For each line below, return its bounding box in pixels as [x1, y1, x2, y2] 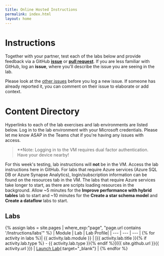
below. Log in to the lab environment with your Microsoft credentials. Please [5, 127, 158, 133]
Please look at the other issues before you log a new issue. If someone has [5, 79, 156, 84]
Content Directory [5, 106, 80, 117]
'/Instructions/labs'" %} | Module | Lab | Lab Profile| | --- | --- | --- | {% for [5, 230, 155, 236]
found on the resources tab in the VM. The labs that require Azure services [5, 177, 156, 183]
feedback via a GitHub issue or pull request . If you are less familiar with [5, 59, 150, 64]
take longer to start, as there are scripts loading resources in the [5, 182, 134, 188]
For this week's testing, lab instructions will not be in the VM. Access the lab [5, 161, 159, 167]
